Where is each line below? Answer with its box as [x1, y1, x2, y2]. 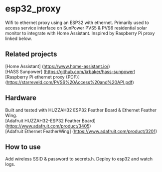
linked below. [5, 35, 32, 41]
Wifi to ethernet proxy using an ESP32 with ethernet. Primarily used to [5, 19, 150, 25]
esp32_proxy [5, 3, 61, 14]
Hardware [5, 93, 36, 102]
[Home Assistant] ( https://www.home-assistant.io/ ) [5, 63, 111, 69]
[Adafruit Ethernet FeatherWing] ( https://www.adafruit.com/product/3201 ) [5, 128, 158, 134]
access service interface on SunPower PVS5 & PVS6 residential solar [5, 24, 147, 30]
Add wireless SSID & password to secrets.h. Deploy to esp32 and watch [5, 156, 153, 162]
